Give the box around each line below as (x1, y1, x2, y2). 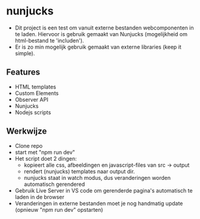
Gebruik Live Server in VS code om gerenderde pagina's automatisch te (14, 187, 193, 194)
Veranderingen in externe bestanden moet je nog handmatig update (14, 200, 183, 207)
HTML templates (14, 83, 56, 90)
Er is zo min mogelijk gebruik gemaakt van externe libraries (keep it (14, 43, 182, 51)
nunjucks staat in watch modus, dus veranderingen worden (23, 174, 171, 181)
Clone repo (14, 142, 43, 149)
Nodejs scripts (14, 108, 51, 116)
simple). (14, 49, 35, 57)
